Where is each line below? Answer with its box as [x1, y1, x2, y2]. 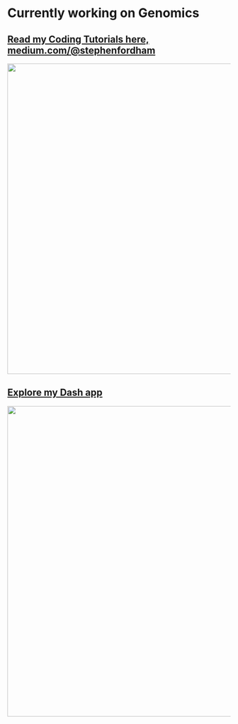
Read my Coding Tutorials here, [7, 33, 149, 45]
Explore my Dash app [7, 387, 103, 399]
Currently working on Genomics [7, 5, 200, 21]
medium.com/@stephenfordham [7, 44, 156, 56]
